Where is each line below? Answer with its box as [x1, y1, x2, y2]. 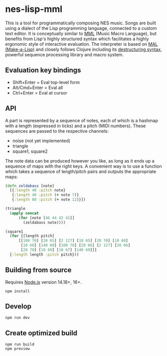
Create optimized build [5, 329, 78, 337]
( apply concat [9, 210, 39, 216]
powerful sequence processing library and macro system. [5, 51, 124, 58]
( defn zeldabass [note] [5, 183, 55, 188]
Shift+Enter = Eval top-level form [12, 79, 80, 85]
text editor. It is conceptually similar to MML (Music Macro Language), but [5, 30, 157, 36]
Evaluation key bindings [5, 66, 81, 75]
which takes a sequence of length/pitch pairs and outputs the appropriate [5, 168, 157, 175]
